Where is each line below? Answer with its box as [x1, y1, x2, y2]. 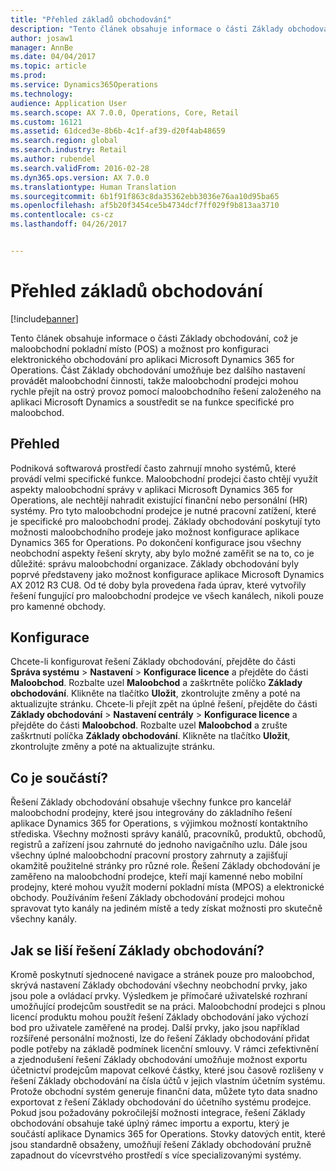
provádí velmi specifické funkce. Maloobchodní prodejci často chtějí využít [10, 472, 318, 485]
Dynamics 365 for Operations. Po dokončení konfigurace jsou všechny [10, 536, 302, 548]
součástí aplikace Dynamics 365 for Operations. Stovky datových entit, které [10, 1128, 326, 1140]
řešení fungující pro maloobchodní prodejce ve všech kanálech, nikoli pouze [10, 589, 324, 601]
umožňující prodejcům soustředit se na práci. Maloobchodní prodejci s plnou [10, 1001, 326, 1013]
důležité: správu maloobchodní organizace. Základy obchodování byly [10, 557, 300, 570]
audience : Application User [10, 98, 128, 108]
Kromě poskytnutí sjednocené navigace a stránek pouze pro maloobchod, [10, 969, 315, 981]
